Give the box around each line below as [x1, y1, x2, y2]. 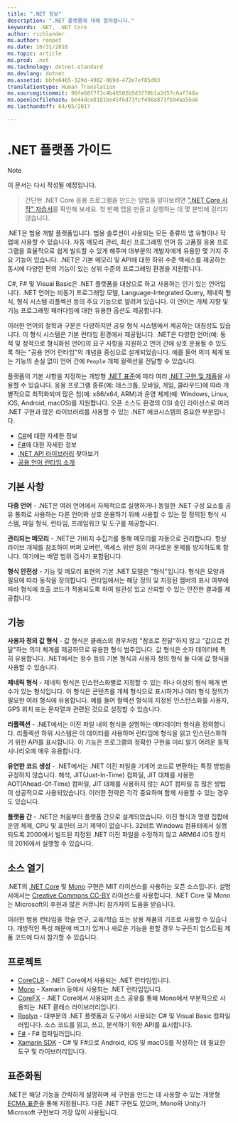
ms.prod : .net [7, 57, 50, 64]
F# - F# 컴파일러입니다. [17, 1029, 84, 1038]
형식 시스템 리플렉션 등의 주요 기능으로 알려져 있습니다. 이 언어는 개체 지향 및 [16, 297, 229, 306]
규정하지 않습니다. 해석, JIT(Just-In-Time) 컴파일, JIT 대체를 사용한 [7, 771, 195, 779]
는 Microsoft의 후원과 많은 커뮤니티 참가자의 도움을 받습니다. [7, 900, 175, 909]
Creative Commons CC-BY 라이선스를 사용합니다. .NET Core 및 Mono [31, 891, 231, 900]
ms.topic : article [7, 50, 62, 58]
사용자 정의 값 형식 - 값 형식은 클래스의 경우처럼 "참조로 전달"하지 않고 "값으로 [7, 637, 222, 645]
